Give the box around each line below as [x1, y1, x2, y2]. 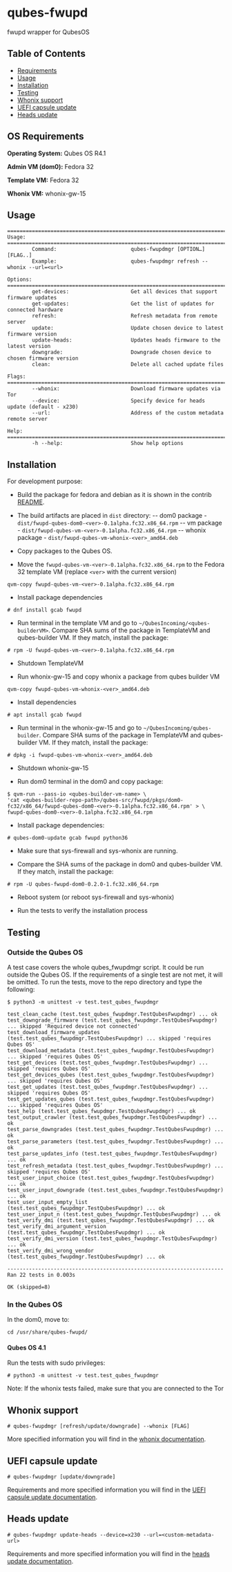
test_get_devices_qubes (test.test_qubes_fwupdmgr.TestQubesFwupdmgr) [7, 1071, 215, 1078]
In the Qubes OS [7, 1300, 63, 1309]
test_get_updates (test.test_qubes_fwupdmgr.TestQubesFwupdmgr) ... [7, 1083, 209, 1090]
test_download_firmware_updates [7, 1029, 100, 1036]
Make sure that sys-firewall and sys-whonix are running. [17, 847, 178, 855]
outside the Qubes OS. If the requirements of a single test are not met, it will [7, 970, 223, 979]
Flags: [7, 373, 26, 381]
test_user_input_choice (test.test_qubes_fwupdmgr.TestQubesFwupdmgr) [7, 1174, 215, 1181]
